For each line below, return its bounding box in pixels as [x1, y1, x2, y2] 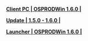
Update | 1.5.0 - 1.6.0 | [6, 17, 61, 23]
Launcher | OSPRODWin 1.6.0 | [6, 28, 82, 35]
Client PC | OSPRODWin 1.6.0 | [6, 6, 82, 12]
